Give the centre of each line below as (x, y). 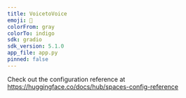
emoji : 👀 (20, 20)
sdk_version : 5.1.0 (36, 46)
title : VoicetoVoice (38, 14)
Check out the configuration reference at (66, 79)
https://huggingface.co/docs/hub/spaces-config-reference (93, 86)
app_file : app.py (33, 53)
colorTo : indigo (31, 33)
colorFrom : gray (31, 27)
